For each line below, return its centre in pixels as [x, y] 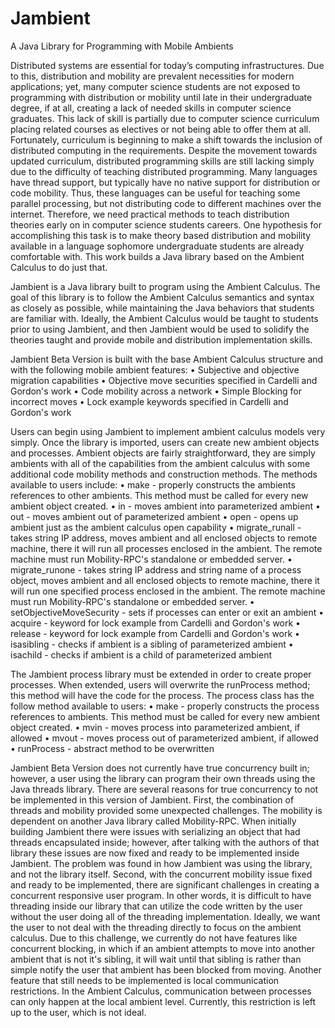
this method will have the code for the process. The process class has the [162, 695]
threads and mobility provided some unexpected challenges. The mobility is [166, 810]
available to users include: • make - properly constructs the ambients [153, 484]
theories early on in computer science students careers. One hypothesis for [166, 224]
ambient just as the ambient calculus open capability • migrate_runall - [156, 527]
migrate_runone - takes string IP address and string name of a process [156, 569]
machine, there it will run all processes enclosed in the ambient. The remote [166, 548]
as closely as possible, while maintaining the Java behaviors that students [162, 308]
